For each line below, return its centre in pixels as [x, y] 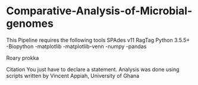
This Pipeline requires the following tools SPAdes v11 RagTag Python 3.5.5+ [98, 40]
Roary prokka [23, 58]
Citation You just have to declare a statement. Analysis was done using [93, 69]
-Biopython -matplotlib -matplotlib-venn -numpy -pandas [76, 46]
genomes [30, 23]
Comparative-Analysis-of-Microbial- [99, 11]
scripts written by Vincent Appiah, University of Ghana [73, 75]
